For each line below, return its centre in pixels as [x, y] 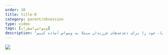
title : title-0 [21, 14]
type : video [17, 24]
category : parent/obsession [34, 19]
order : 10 [15, 10]
